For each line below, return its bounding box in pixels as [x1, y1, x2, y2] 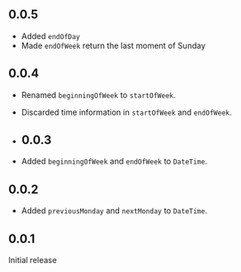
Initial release [8, 255, 57, 266]
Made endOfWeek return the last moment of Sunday [20, 40, 206, 51]
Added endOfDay [20, 30, 81, 41]
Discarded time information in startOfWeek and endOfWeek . [20, 107, 232, 117]
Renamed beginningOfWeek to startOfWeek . [20, 89, 176, 100]
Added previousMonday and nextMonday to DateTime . [20, 205, 208, 216]
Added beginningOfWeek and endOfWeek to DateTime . [20, 156, 208, 167]
